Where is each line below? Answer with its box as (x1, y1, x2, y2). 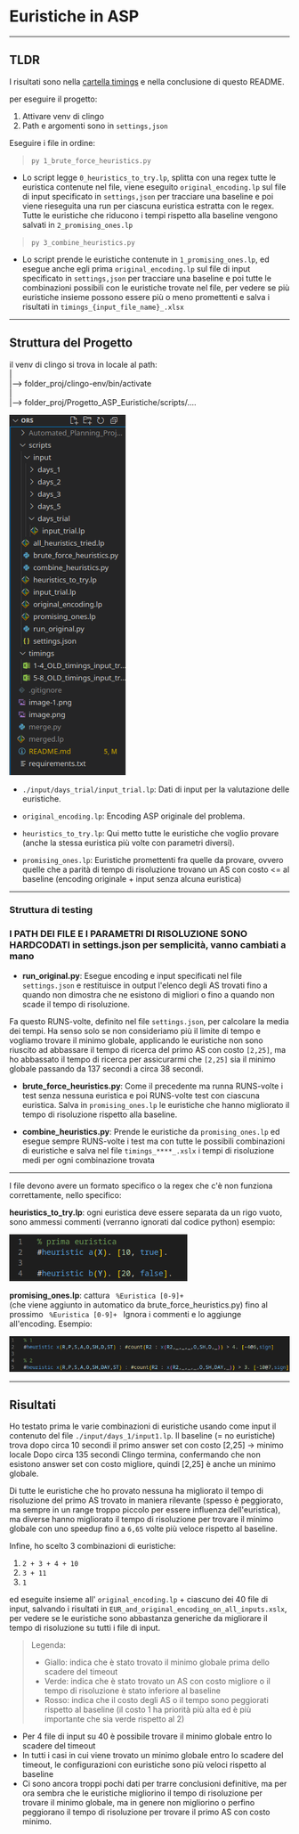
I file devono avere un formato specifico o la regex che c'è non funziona (9, 1180, 273, 1191)
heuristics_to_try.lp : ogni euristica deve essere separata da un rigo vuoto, (9, 1207, 283, 1218)
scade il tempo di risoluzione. (21, 999, 131, 1009)
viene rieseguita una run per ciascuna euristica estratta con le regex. (21, 200, 275, 211)
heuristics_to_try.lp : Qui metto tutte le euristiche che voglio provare (21, 827, 279, 838)
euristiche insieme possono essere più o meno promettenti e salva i (21, 291, 270, 302)
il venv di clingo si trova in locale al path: (9, 359, 158, 370)
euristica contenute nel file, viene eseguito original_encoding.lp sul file (21, 181, 287, 192)
